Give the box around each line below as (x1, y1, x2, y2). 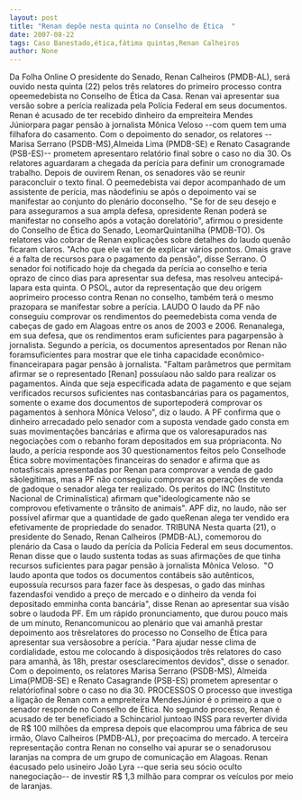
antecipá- (247, 272, 284, 284)
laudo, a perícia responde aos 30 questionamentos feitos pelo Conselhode (9, 446, 287, 456)
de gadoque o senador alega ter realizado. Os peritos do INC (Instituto (9, 483, 270, 494)
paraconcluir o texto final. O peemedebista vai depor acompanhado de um (9, 177, 287, 188)
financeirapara (9, 359, 64, 370)
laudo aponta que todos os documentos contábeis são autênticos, (9, 570, 255, 581)
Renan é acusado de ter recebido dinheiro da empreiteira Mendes (9, 110, 254, 121)
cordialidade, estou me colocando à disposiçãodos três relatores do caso (9, 647, 282, 657)
